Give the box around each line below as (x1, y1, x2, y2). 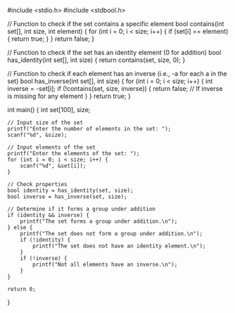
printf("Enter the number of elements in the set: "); (7, 125, 172, 133)
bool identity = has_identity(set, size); (7, 187, 134, 194)
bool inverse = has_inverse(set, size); (7, 193, 128, 200)
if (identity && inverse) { (7, 211, 90, 219)
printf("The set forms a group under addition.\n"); (20, 218, 178, 225)
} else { (7, 224, 33, 231)
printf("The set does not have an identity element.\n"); (32, 243, 206, 250)
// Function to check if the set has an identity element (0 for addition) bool (7, 49, 222, 56)
